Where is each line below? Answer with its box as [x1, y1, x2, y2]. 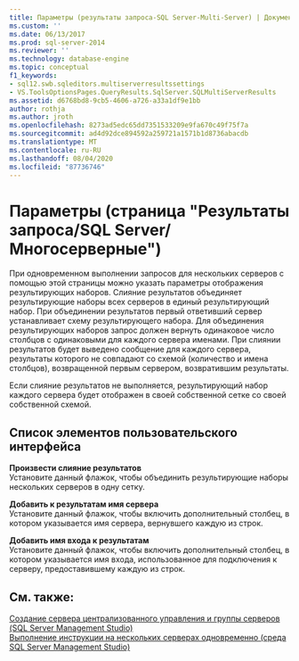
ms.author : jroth [9, 112, 74, 121]
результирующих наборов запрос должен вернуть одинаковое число [9, 325, 275, 335]
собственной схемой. [9, 399, 92, 410]
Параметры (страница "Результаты [9, 201, 290, 221]
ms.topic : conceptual [9, 63, 90, 72]
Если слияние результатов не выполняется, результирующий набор [9, 380, 269, 391]
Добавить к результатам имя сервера [9, 499, 159, 509]
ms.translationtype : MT [9, 137, 98, 146]
